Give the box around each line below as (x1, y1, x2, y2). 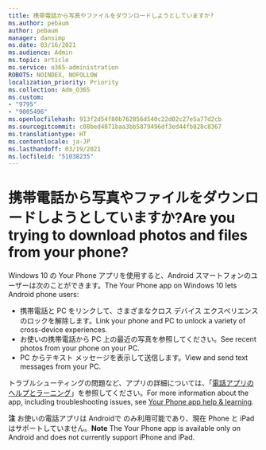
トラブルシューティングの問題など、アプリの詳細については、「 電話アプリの (8, 378, 254, 388)
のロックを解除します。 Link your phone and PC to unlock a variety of (19, 316, 246, 326)
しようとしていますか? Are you (36, 209, 236, 227)
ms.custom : (8, 93, 44, 101)
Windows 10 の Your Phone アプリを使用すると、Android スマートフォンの (8, 271, 252, 280)
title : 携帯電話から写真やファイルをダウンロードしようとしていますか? (8, 11, 214, 20)
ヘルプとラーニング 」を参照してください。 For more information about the (8, 388, 249, 398)
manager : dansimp (8, 33, 66, 42)
